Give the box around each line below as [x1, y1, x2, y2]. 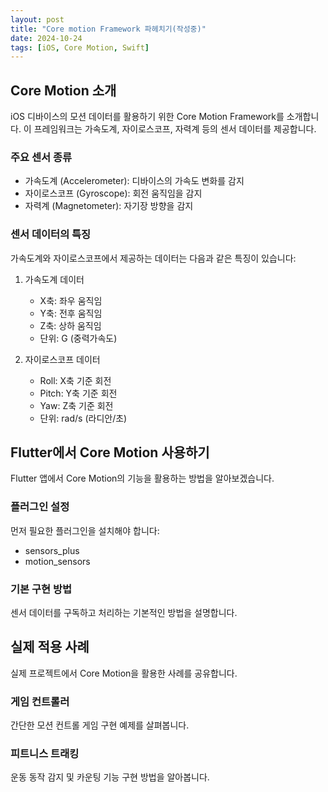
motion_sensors [24, 555, 91, 567]
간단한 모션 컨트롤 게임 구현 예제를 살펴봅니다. [10, 719, 190, 731]
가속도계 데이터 [24, 273, 85, 285]
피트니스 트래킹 [10, 747, 80, 761]
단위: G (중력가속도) [39, 332, 118, 344]
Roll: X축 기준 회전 [39, 374, 112, 386]
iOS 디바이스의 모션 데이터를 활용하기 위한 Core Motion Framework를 [10, 111, 285, 123]
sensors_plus [24, 544, 80, 556]
